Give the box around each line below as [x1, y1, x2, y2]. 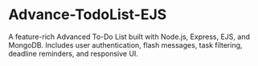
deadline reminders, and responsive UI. [8, 49, 139, 58]
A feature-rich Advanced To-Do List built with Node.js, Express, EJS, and [8, 32, 251, 41]
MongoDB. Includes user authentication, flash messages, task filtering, [8, 40, 243, 49]
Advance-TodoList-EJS [8, 6, 167, 24]
